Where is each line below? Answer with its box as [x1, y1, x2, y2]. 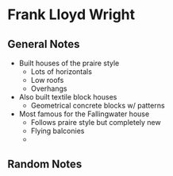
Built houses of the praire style [18, 58, 120, 68]
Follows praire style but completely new [30, 118, 161, 127]
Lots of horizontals [30, 67, 93, 76]
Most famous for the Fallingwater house [18, 109, 150, 119]
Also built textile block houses [18, 92, 117, 101]
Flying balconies [30, 126, 85, 135]
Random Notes [7, 158, 83, 171]
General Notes [7, 37, 80, 51]
